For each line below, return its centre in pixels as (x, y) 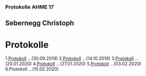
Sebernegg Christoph (40, 23)
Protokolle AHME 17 (30, 7)
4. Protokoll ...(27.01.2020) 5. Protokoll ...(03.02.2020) (87, 64)
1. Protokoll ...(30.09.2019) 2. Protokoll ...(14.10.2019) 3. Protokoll (69, 58)
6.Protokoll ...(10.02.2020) (32, 69)
